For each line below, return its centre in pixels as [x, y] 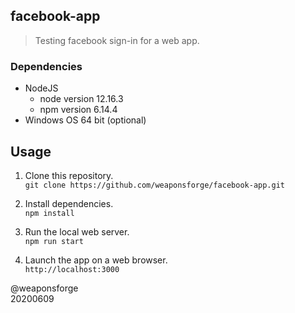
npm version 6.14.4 [78, 110]
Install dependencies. [69, 203]
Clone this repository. [69, 175]
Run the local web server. [77, 231]
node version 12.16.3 [81, 99]
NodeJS [41, 88]
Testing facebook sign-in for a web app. [117, 40]
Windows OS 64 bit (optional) [85, 120]
